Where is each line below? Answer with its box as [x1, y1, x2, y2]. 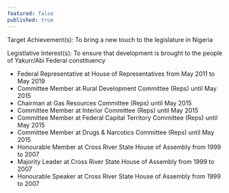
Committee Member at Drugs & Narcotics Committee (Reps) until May [17, 128, 215, 136]
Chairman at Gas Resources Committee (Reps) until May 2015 [17, 99, 193, 107]
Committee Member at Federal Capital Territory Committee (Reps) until [17, 113, 218, 121]
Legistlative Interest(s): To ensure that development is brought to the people [7, 49, 223, 57]
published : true [7, 17, 54, 23]
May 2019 [17, 77, 45, 85]
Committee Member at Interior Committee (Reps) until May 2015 [17, 106, 199, 114]
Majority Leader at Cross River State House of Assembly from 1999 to [17, 157, 215, 165]
